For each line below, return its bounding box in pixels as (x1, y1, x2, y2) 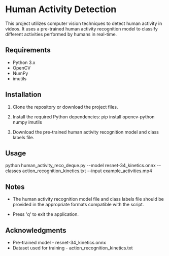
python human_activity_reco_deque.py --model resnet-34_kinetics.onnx (5, 163, 156, 169)
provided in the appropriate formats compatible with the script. (12, 202, 144, 208)
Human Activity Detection (5, 4, 117, 15)
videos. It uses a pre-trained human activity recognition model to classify (5, 25, 158, 31)
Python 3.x (12, 59, 36, 66)
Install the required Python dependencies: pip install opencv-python (12, 113, 155, 120)
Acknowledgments (5, 226, 67, 235)
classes (5, 168, 21, 174)
